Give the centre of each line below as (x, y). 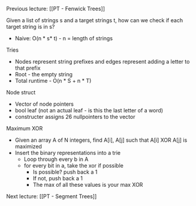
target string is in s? (31, 27)
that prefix (28, 68)
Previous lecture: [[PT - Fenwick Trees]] (56, 9)
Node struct (21, 92)
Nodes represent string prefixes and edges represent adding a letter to (102, 62)
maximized (28, 146)
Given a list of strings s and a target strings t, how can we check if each (95, 20)
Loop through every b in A (56, 159)
